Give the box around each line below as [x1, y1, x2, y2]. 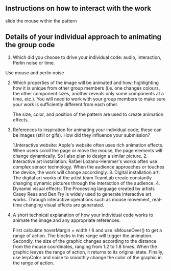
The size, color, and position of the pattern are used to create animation [12, 111, 164, 117]
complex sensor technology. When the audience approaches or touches [12, 163, 165, 170]
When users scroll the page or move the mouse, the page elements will [12, 147, 162, 153]
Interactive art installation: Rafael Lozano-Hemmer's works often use [12, 158, 157, 164]
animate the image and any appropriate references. [12, 217, 121, 223]
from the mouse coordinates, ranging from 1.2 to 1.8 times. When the [12, 243, 157, 249]
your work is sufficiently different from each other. [12, 101, 118, 107]
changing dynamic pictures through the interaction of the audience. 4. [12, 180, 160, 186]
